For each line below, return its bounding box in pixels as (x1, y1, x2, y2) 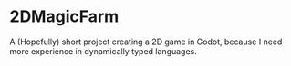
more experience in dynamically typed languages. (9, 45, 198, 56)
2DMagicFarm (9, 6, 120, 27)
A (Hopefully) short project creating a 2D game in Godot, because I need (9, 36, 283, 47)
